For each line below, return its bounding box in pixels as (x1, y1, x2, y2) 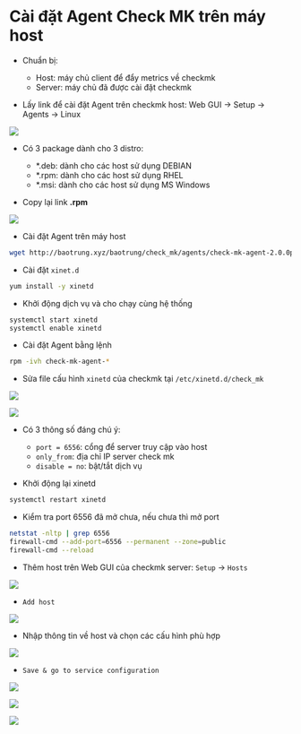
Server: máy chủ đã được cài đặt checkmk (35, 82, 193, 92)
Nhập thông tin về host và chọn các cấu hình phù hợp (21, 630, 221, 641)
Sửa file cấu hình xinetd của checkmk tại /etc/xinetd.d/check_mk (21, 374, 264, 384)
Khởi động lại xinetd (21, 478, 96, 489)
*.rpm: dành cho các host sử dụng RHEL (35, 169, 184, 180)
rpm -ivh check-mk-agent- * (9, 357, 110, 367)
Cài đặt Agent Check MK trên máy (9, 6, 266, 27)
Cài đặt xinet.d (21, 264, 80, 275)
